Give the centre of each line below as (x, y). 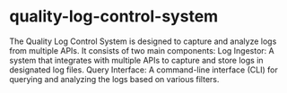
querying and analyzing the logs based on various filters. (114, 79)
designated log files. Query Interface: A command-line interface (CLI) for (143, 70)
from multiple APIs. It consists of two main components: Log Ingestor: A (142, 50)
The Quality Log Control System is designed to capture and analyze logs (143, 41)
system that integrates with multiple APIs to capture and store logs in (136, 60)
